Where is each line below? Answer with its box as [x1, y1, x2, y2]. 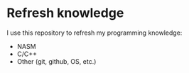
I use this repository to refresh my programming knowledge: [6, 28, 183, 37]
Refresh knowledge [6, 5, 124, 21]
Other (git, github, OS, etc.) [16, 57, 97, 65]
